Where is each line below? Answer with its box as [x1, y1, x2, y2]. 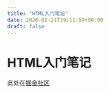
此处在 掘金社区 [7, 79, 50, 87]
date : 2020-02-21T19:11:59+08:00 [7, 17, 104, 23]
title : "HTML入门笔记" [7, 10, 68, 17]
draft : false [7, 23, 45, 30]
